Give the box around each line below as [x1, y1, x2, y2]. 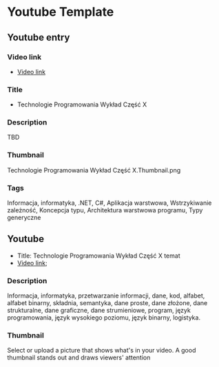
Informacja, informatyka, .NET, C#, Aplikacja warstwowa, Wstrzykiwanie [7, 199, 212, 207]
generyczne [7, 214, 41, 222]
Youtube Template [7, 4, 114, 20]
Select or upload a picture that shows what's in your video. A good [7, 346, 196, 355]
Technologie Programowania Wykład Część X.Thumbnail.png [7, 166, 181, 174]
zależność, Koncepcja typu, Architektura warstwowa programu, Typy [7, 206, 203, 214]
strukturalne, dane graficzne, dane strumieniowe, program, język [7, 307, 191, 315]
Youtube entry [7, 32, 70, 43]
